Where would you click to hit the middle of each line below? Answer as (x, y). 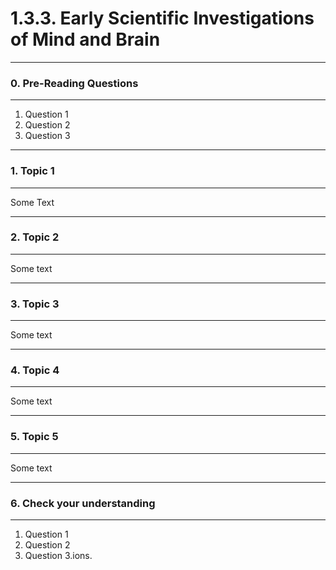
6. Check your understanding (83, 503)
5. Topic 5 (34, 437)
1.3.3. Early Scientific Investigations (162, 18)
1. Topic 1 (32, 171)
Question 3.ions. (58, 556)
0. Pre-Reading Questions (74, 83)
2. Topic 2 (35, 237)
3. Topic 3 (35, 304)
